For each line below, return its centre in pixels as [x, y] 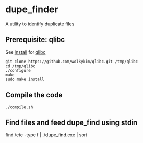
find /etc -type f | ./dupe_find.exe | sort [46, 135]
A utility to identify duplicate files [40, 24]
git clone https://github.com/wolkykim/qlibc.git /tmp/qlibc [72, 62]
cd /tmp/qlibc [20, 66]
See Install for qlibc [26, 52]
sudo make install [25, 79]
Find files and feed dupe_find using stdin [71, 122]
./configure [18, 70]
